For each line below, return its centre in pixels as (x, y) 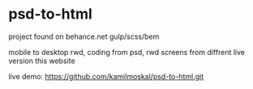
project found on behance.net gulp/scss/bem (84, 36)
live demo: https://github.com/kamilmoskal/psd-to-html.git (106, 76)
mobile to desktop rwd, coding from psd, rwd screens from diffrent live (127, 52)
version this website (42, 61)
